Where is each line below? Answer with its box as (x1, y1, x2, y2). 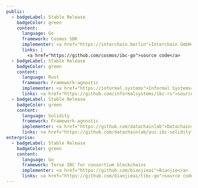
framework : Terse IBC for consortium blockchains (21, 162, 146, 168)
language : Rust (21, 74, 60, 80)
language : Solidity (21, 113, 70, 118)
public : (6, 8, 25, 15)
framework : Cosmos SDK (21, 36, 78, 42)
